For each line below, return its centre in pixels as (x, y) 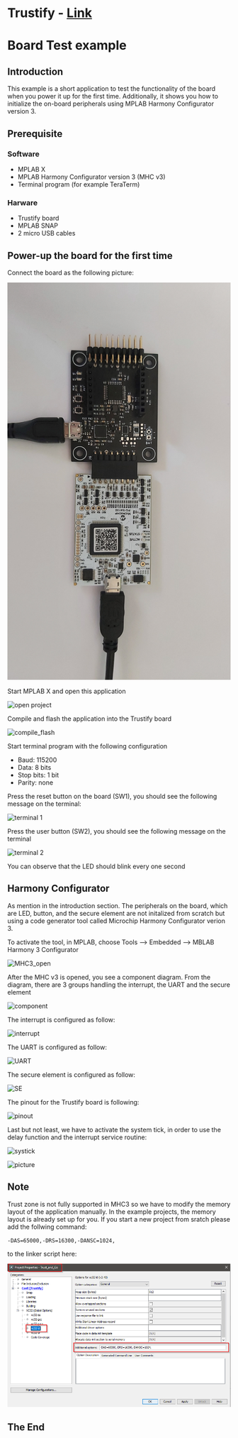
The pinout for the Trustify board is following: (73, 1102)
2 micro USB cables (46, 233)
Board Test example (67, 46)
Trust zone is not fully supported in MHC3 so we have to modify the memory (119, 1204)
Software (24, 154)
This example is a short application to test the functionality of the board (112, 89)
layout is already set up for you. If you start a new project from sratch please (119, 1219)
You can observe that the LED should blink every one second (96, 866)
